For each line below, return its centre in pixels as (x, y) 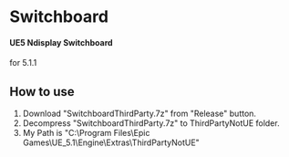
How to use (42, 92)
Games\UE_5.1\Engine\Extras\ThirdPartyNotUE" (111, 142)
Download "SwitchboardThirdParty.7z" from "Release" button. (139, 114)
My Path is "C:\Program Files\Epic (86, 133)
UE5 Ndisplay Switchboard (61, 42)
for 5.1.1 (23, 63)
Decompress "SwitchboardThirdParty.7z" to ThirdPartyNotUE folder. (151, 123)
